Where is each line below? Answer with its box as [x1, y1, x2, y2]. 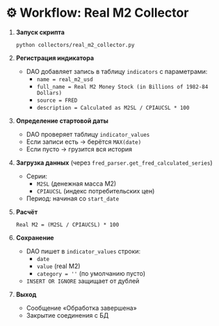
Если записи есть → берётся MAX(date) [26, 138, 142, 146]
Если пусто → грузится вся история [26, 145, 133, 153]
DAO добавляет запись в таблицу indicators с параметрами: [26, 67, 208, 75]
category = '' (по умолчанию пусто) [36, 269, 146, 277]
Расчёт [15, 207, 38, 216]
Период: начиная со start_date [26, 194, 120, 202]
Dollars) [36, 89, 63, 96]
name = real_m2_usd [36, 75, 94, 83]
